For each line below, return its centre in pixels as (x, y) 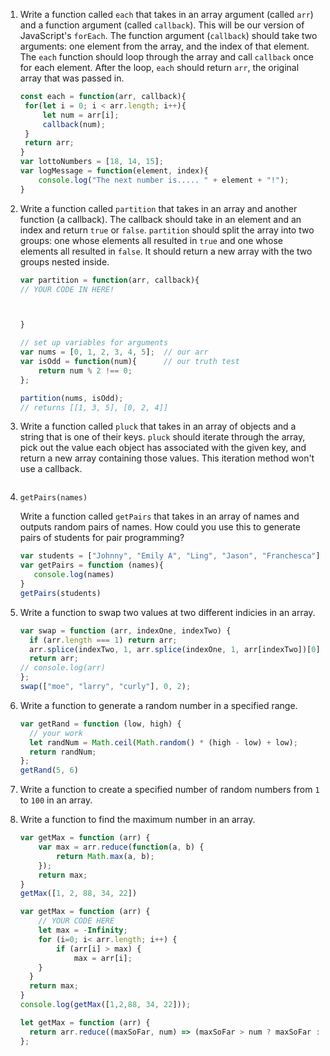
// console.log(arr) (62, 668)
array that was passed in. (72, 78)
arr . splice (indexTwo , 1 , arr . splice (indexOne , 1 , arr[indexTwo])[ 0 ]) (177, 649)
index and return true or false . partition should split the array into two (167, 230)
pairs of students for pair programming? (102, 538)
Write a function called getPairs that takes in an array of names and (159, 516)
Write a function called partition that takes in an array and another (158, 208)
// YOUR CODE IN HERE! (67, 289)
